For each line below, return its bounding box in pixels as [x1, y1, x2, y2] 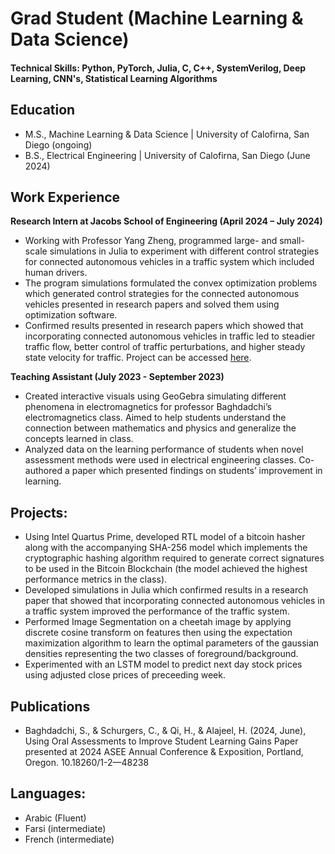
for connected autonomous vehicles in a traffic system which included [24, 256, 315, 268]
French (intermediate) [24, 833, 115, 845]
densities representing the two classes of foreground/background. [24, 648, 299, 660]
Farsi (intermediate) [24, 822, 107, 834]
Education [10, 102, 76, 119]
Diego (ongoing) [24, 138, 93, 151]
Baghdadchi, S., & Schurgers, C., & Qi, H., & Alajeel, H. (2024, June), [24, 725, 307, 737]
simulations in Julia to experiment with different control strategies [49, 245, 320, 257]
